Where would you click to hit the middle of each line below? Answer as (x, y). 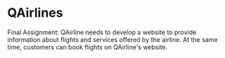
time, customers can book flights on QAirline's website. (87, 47)
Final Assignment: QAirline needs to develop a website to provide (102, 32)
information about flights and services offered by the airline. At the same (112, 39)
